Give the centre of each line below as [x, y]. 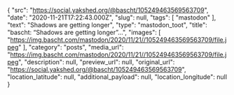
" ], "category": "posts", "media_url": [71, 47]
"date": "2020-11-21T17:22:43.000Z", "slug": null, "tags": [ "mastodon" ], [112, 17]
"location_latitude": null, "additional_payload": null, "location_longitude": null [117, 77]
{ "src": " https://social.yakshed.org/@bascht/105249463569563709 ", [108, 10]
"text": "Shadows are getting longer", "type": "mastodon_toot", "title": [108, 25]
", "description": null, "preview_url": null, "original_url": [97, 62]
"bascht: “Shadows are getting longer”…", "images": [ [84, 32]
